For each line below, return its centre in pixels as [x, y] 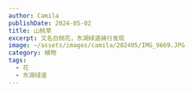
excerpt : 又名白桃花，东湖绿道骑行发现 [66, 38]
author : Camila [34, 16]
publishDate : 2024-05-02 [50, 23]
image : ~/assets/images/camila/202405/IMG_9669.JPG [96, 46]
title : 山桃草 [30, 30]
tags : [17, 61]
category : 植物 [33, 53]
